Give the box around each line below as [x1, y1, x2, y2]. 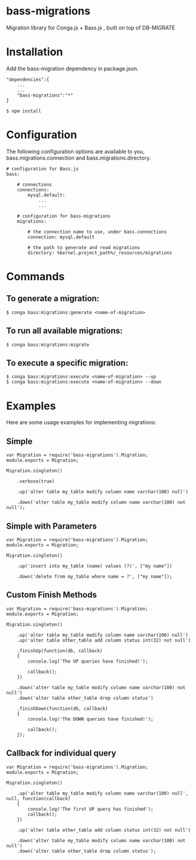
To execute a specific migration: [6, 358, 128, 368]
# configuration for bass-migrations [17, 213, 111, 219]
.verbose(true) [17, 478, 55, 484]
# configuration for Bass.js [6, 166, 79, 172]
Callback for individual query [6, 748, 117, 759]
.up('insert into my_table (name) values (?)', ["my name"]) [17, 563, 172, 569]
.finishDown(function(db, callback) [17, 705, 109, 712]
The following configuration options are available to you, [6, 148, 145, 155]
